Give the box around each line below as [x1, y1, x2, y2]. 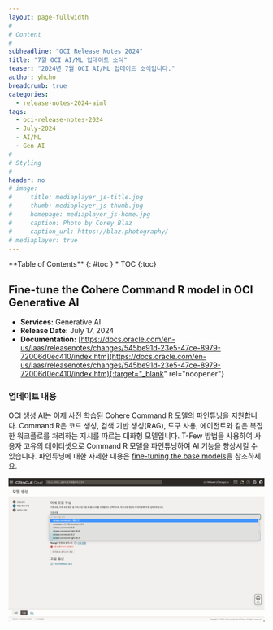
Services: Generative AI [19, 317, 102, 327]
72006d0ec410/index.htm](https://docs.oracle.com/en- [19, 352, 207, 362]
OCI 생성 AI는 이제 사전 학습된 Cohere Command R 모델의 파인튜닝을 [8, 411, 230, 420]
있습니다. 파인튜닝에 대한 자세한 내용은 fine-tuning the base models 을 [8, 451, 233, 461]
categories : [8, 90, 49, 98]
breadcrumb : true [8, 81, 67, 89]
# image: [8, 185, 38, 193]
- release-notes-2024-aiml [15, 98, 107, 107]
